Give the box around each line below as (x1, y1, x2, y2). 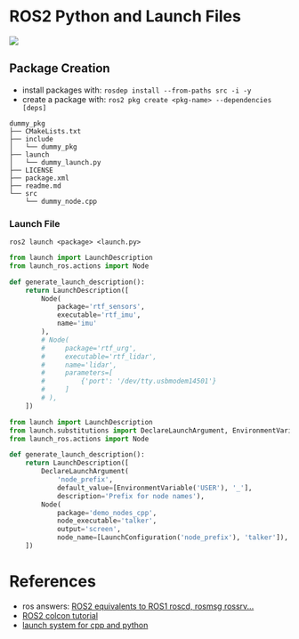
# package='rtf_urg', (41, 344, 138, 352)
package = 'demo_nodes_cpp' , (56, 508, 158, 517)
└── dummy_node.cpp (25, 197, 98, 206)
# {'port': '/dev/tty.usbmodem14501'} (41, 376, 217, 386)
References (9, 571, 96, 592)
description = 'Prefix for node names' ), (56, 491, 205, 500)
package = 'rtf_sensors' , (56, 303, 145, 311)
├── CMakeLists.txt (9, 126, 82, 135)
